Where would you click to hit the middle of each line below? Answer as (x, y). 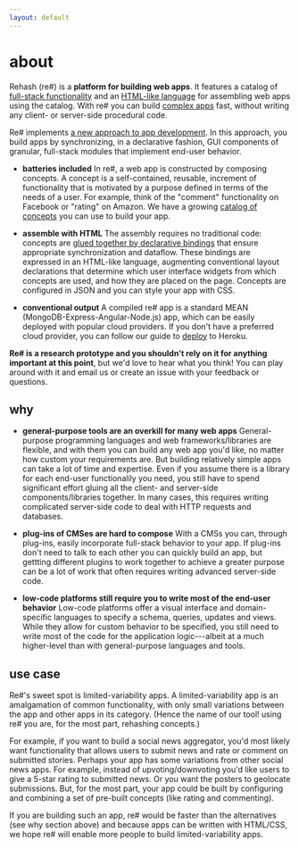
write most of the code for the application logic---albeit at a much (143, 636)
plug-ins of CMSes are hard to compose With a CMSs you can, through (155, 534)
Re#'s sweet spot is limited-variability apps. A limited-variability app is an (144, 695)
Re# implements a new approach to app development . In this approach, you (149, 132)
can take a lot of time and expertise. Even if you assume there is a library (156, 469)
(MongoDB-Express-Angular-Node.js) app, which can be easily (138, 317)
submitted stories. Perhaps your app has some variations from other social (146, 761)
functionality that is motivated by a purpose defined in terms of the (145, 187)
